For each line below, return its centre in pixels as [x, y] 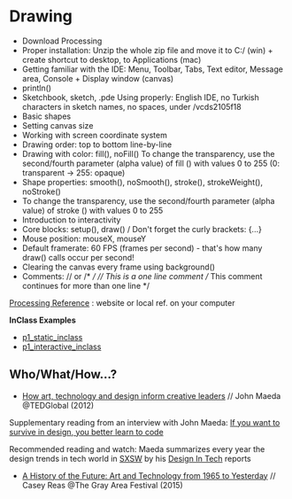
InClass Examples [43, 320]
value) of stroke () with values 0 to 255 [92, 210]
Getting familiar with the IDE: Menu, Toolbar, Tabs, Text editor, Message [152, 69]
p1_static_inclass [52, 337]
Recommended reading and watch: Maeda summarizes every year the [137, 448]
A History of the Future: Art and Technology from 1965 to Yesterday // [149, 475]
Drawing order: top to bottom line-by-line [97, 144]
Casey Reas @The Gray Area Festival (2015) [102, 485]
